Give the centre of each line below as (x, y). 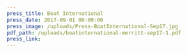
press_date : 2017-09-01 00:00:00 (55, 20)
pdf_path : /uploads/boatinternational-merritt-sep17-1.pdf (94, 33)
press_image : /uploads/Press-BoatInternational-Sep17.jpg (92, 26)
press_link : (24, 39)
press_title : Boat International (55, 13)
